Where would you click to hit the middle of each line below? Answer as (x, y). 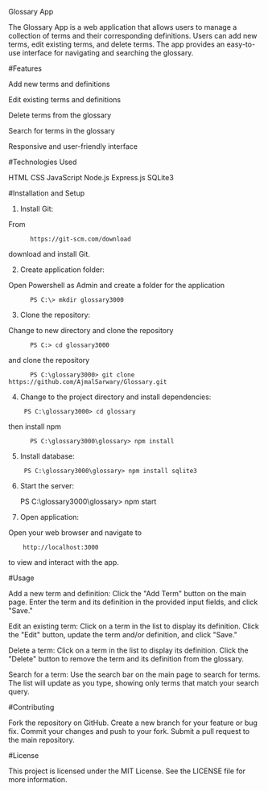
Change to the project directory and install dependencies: (115, 397)
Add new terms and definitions (59, 84)
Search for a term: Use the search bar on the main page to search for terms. (134, 674)
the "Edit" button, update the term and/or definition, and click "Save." (123, 634)
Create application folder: (62, 270)
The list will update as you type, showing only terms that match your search (134, 683)
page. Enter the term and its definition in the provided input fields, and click (133, 602)
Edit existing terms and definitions (65, 99)
